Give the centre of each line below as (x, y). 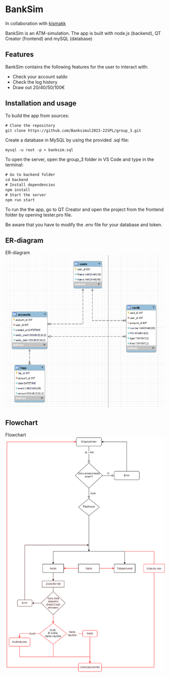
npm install (18, 190)
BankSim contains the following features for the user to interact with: (77, 66)
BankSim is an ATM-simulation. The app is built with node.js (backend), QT (83, 33)
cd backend (17, 180)
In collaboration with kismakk (36, 23)
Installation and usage (41, 103)
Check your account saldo (40, 77)
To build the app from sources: (37, 116)
